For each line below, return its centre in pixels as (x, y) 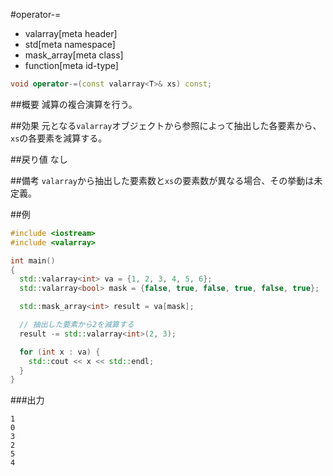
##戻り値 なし (39, 159)
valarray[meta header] (71, 33)
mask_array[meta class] (74, 55)
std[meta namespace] (70, 44)
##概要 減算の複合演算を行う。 (74, 104)
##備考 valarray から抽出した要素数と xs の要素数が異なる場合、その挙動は (162, 180)
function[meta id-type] (71, 65)
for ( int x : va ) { (60, 352)
